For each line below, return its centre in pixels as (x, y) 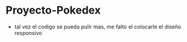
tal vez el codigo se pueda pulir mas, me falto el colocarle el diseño (98, 27)
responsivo (28, 33)
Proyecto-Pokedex (53, 10)
